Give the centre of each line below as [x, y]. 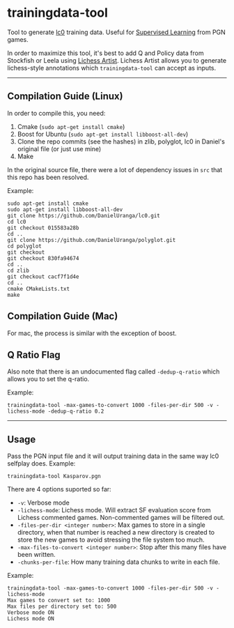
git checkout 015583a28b [43, 228]
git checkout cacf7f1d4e [43, 277]
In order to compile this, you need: [56, 113]
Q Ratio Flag [34, 354]
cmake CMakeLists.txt [39, 289]
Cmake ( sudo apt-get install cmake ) [71, 126]
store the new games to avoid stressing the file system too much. [111, 540]
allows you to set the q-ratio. [48, 379]
